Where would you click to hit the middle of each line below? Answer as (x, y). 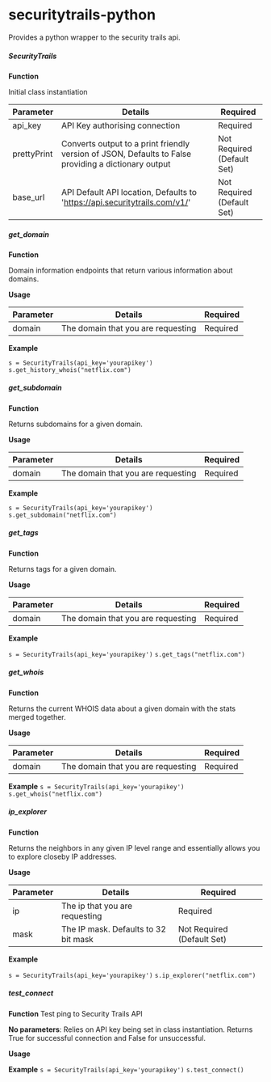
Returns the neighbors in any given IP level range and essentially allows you (134, 847)
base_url (29, 197)
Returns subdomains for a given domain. (76, 424)
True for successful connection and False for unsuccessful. (107, 1038)
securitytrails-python (82, 15)
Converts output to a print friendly (125, 143)
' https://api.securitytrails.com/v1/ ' (126, 202)
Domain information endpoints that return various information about (121, 270)
